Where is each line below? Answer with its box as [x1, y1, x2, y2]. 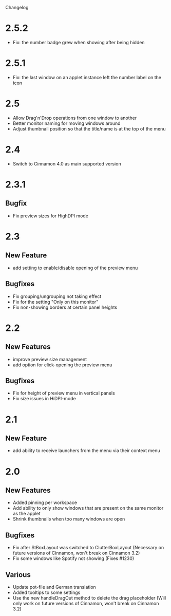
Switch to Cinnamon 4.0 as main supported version [12, 160, 122, 166]
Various [5, 570, 31, 579]
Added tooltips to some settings [12, 589, 81, 595]
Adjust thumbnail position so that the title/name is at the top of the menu [12, 125, 166, 132]
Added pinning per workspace [12, 499, 77, 506]
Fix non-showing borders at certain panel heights [12, 304, 118, 310]
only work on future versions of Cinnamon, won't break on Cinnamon [12, 601, 159, 606]
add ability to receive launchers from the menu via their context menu [12, 447, 160, 454]
